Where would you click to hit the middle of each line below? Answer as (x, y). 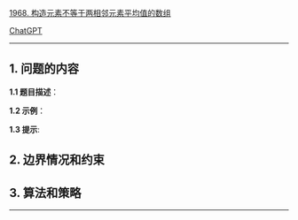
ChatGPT (26, 30)
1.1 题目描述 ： (34, 92)
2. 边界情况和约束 (57, 160)
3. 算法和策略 (45, 193)
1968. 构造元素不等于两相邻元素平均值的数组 (90, 13)
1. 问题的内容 (44, 69)
